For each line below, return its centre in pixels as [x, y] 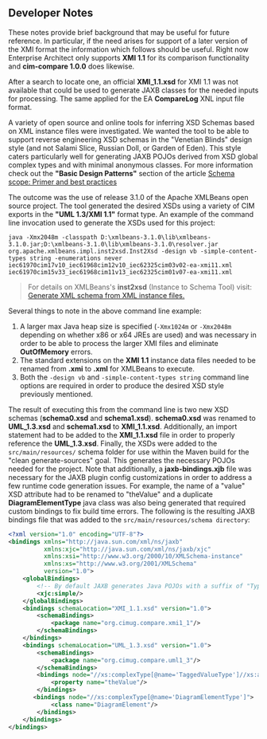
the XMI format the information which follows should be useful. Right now [128, 49]
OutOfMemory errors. [56, 352]
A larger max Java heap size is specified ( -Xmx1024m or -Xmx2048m [126, 326]
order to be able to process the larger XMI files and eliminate [119, 343]
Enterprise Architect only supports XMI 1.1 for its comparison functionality [129, 57]
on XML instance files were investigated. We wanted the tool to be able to [129, 131]
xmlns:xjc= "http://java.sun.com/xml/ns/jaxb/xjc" [128, 549]
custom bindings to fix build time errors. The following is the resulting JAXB [132, 511]
